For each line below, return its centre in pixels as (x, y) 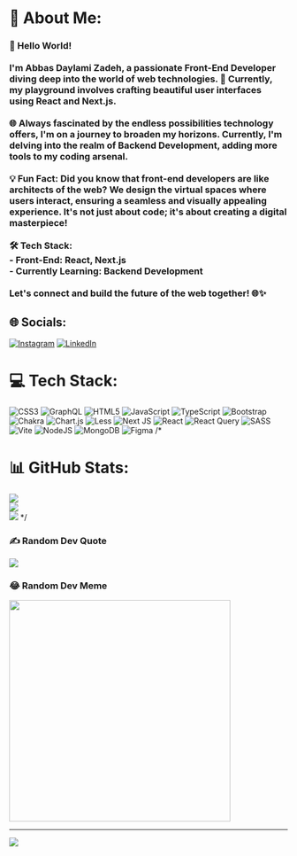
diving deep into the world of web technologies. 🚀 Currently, (141, 79)
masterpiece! (38, 223)
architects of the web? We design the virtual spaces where (138, 190)
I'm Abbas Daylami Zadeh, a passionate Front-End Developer (143, 68)
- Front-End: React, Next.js (68, 261)
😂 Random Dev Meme (58, 586)
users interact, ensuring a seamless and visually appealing (138, 201)
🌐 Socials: (38, 322)
